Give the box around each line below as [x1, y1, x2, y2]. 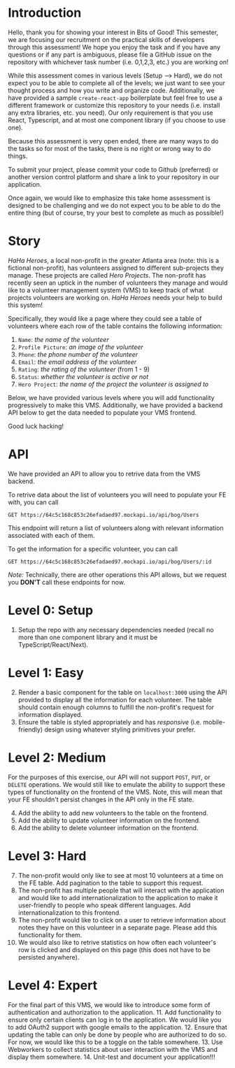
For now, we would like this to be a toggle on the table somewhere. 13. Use [8, 1037, 223, 1046]
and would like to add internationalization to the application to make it [17, 893, 218, 902]
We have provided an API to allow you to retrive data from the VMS [8, 469, 201, 478]
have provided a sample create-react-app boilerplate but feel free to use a [8, 93, 223, 102]
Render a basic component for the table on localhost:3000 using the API [17, 688, 227, 697]
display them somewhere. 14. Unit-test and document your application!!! [8, 1053, 215, 1061]
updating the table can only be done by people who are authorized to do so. [8, 1030, 227, 1039]
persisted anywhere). [17, 953, 80, 961]
